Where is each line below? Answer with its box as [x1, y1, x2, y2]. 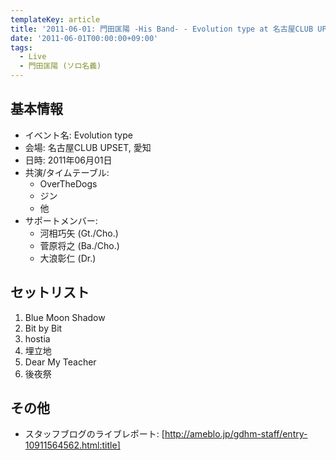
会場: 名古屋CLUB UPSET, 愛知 [24, 141, 152, 153]
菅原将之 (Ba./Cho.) [39, 239, 120, 251]
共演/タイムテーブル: [24, 166, 110, 178]
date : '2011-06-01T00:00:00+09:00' [10, 33, 159, 43]
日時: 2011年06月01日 [24, 154, 113, 166]
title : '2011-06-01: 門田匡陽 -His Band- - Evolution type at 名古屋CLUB [10, 24, 314, 34]
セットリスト [10, 284, 90, 301]
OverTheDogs [39, 177, 98, 190]
